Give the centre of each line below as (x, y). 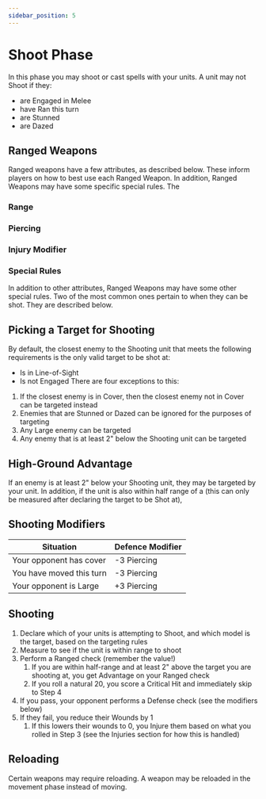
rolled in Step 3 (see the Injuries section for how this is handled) (135, 734)
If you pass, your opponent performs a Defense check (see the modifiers (139, 700)
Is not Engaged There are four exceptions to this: (99, 381)
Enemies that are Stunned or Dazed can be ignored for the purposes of (135, 414)
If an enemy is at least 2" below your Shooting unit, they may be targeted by (132, 483)
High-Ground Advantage (70, 463)
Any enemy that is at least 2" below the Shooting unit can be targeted (133, 439)
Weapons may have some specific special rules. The (94, 186)
